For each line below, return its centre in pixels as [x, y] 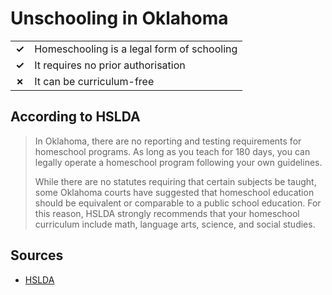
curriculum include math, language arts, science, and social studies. [175, 224]
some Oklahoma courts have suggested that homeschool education [174, 192]
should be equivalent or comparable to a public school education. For [178, 203]
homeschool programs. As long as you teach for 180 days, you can [172, 151]
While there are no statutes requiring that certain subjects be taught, [175, 181]
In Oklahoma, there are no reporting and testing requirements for [168, 141]
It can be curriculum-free [94, 81]
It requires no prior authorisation [110, 65]
